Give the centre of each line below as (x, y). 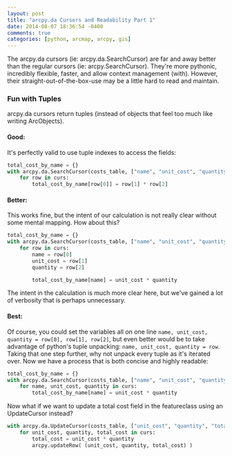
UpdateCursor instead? (40, 414)
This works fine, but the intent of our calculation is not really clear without (112, 216)
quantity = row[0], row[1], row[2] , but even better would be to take (106, 339)
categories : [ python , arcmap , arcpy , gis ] (69, 39)
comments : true (29, 33)
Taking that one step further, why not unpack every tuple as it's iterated (109, 354)
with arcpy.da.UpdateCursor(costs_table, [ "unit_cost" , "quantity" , (108, 426)
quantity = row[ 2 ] (58, 267)
